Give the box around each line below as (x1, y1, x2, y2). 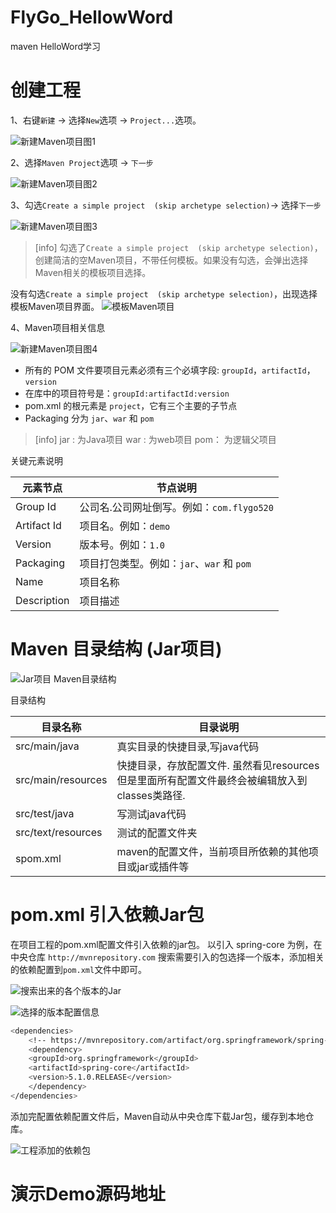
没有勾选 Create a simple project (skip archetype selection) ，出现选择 (10, 287, 318, 300)
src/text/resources (15, 825, 103, 839)
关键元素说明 (10, 454, 63, 466)
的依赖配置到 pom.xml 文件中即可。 (10, 963, 148, 975)
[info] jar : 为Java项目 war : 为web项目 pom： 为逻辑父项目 (34, 433, 277, 445)
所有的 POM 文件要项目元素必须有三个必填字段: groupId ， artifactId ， (24, 364, 316, 376)
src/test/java (15, 806, 75, 820)
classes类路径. (116, 788, 186, 802)
